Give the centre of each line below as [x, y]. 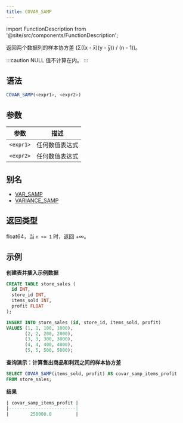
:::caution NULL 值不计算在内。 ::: [47, 60]
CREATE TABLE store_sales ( [41, 284]
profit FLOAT [28, 306]
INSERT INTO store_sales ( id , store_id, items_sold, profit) [84, 322]
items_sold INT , [32, 301]
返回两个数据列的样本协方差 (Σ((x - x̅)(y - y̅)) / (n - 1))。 [74, 47]
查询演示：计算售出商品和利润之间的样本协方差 [63, 363]
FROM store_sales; [29, 379]
